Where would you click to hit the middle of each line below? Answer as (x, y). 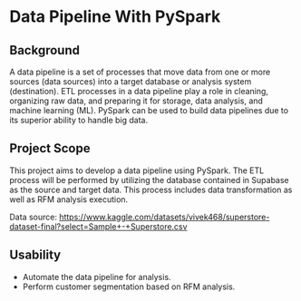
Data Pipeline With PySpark (115, 17)
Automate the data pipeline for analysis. (97, 277)
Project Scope (50, 148)
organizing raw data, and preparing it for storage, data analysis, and (136, 101)
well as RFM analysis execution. (69, 199)
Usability (35, 255)
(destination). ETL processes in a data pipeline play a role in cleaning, (139, 91)
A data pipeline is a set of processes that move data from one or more (140, 72)
